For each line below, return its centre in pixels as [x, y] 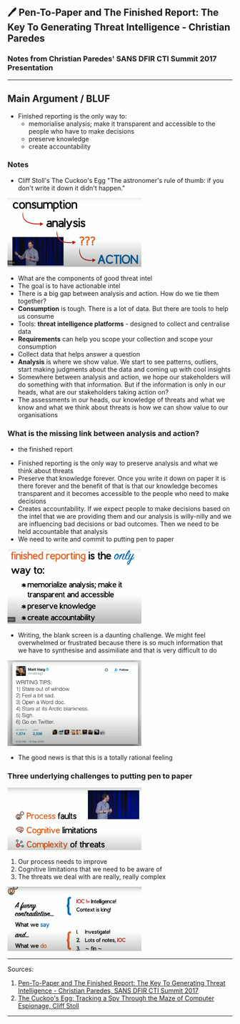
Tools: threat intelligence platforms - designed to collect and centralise [124, 324]
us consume [36, 317]
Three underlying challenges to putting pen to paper [100, 776]
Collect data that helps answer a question [79, 354]
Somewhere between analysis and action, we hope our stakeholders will [124, 377]
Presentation [30, 68]
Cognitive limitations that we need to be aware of [90, 869]
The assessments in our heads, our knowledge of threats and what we [121, 400]
